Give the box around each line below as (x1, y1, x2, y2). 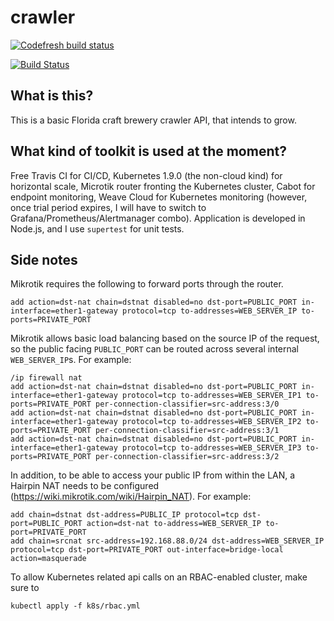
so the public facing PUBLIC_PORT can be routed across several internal (10, 343, 300, 355)
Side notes (10, 251, 78, 268)
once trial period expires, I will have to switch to (10, 201, 207, 213)
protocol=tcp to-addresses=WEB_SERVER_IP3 (121, 443, 302, 453)
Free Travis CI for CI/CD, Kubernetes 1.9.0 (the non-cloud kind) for (10, 169, 283, 181)
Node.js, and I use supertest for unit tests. (10, 222, 185, 235)
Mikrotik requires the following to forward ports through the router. (10, 278, 284, 290)
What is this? (10, 87, 94, 105)
